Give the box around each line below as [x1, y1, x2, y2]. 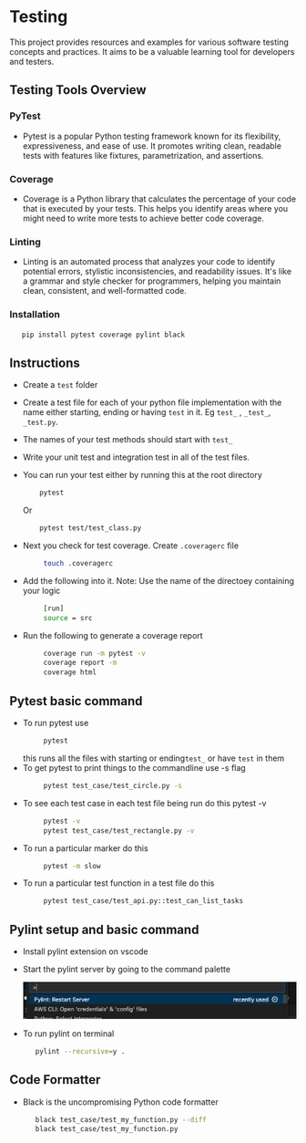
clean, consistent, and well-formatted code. [22, 286, 187, 296]
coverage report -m [43, 659, 117, 668]
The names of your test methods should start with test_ [22, 434, 233, 445]
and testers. [9, 56, 55, 67]
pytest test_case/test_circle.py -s [43, 781, 183, 790]
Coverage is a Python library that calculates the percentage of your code [22, 193, 297, 204]
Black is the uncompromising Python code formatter [22, 1096, 219, 1107]
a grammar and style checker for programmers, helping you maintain [22, 275, 281, 286]
